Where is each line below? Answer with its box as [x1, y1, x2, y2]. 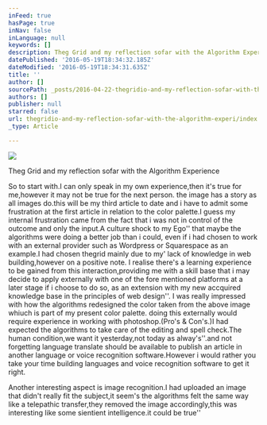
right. [8, 367, 26, 377]
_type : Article [8, 122, 59, 130]
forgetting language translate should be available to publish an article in [8, 342, 242, 351]
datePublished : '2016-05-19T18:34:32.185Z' [8, 56, 155, 64]
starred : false [8, 108, 59, 116]
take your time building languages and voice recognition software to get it [8, 358, 250, 368]
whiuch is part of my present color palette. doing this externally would [8, 307, 238, 318]
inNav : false [8, 26, 52, 34]
